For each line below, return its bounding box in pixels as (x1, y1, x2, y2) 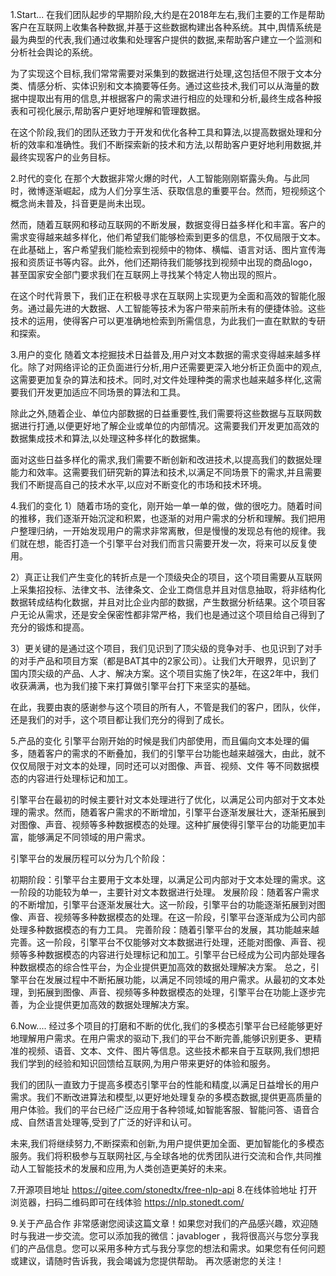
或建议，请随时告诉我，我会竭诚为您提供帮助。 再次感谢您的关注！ (10, 1255, 285, 1267)
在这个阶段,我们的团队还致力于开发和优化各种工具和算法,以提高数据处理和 (10, 126, 314, 138)
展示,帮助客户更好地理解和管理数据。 (53, 105, 207, 117)
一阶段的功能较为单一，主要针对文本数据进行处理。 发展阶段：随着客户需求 (10, 886, 320, 898)
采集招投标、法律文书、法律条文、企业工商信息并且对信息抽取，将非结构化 (18, 584, 326, 595)
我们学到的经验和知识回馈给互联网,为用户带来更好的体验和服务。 (10, 1058, 277, 1069)
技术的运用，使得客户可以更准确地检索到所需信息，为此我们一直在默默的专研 (10, 315, 326, 327)
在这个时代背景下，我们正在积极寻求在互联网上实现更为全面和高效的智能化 (10, 290, 317, 302)
